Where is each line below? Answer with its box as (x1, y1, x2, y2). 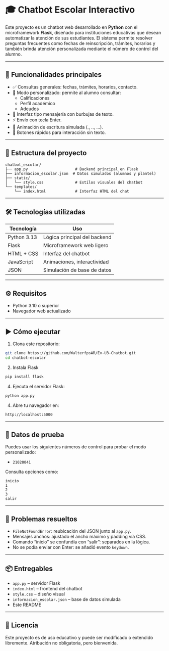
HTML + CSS (8, 250, 39, 257)
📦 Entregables (5, 564, 53, 573)
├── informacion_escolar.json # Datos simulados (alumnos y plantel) (5, 171, 156, 176)
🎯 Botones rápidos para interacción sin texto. (12, 129, 106, 135)
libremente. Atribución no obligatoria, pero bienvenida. (5, 640, 118, 646)
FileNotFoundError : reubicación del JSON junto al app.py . (12, 528, 132, 534)
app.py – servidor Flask (12, 580, 60, 586)
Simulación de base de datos (43, 266, 112, 273)
